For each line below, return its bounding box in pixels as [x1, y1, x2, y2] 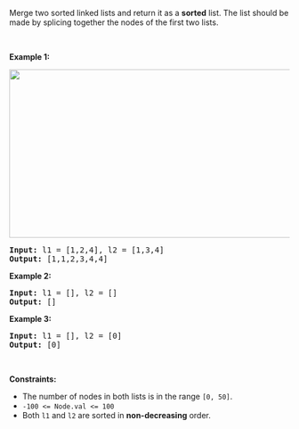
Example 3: [9, 314, 52, 324]
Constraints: [9, 374, 57, 384]
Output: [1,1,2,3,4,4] [9, 254, 109, 264]
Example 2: [9, 271, 52, 281]
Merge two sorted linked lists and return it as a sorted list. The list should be [9, 8, 289, 18]
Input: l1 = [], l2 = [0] [9, 331, 123, 341]
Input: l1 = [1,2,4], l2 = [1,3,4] [9, 245, 165, 255]
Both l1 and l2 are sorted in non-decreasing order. [21, 410, 212, 420]
